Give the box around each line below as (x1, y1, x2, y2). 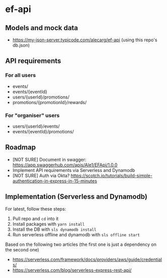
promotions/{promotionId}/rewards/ (12, 99, 87, 105)
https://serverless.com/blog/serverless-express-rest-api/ (12, 267, 132, 273)
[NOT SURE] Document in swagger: (12, 156, 87, 162)
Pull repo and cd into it (12, 215, 59, 222)
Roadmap (5, 143, 36, 152)
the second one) (5, 246, 39, 252)
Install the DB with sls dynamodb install (12, 226, 97, 232)
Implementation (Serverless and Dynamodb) (5, 193, 147, 201)
